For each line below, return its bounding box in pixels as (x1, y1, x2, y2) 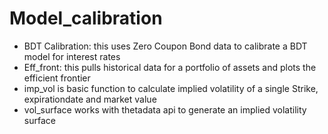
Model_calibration (9, 7, 163, 30)
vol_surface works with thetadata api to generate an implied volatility (23, 103, 307, 116)
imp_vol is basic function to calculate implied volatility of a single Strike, (23, 82, 319, 94)
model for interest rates (23, 50, 121, 62)
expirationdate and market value (23, 93, 157, 105)
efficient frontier (23, 72, 91, 84)
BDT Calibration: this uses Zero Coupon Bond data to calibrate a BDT (23, 40, 308, 52)
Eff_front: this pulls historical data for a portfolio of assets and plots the (23, 61, 317, 73)
